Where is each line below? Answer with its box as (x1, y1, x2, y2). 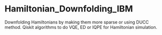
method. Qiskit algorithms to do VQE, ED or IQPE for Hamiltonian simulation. (4, 24, 158, 30)
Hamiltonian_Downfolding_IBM (4, 3, 133, 14)
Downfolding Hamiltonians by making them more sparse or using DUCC (4, 19, 149, 25)
